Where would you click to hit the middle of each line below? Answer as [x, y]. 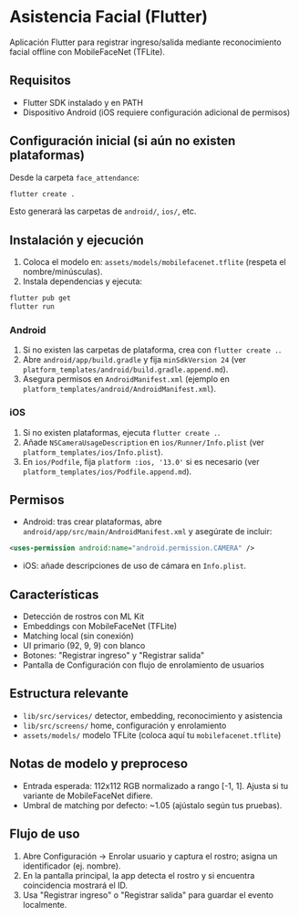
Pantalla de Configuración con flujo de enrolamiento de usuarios [143, 665]
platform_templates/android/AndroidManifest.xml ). [119, 389]
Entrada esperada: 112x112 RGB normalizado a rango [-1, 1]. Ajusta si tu [155, 785]
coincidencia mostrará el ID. [75, 885]
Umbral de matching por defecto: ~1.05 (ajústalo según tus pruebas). [152, 805]
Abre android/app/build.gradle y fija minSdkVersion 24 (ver [134, 360]
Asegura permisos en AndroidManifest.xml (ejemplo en [126, 379]
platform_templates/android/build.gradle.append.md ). [125, 369]
